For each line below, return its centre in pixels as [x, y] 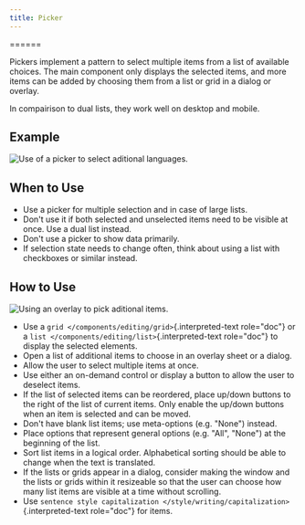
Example [35, 137]
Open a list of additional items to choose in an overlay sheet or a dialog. [157, 356]
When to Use [47, 188]
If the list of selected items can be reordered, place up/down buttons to [157, 394]
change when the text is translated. [89, 463]
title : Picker [37, 18]
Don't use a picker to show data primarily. [101, 239]
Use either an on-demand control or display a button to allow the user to [158, 375]
